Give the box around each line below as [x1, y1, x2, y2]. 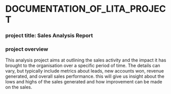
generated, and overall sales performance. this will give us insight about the [5, 73, 165, 79]
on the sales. [5, 84, 32, 90]
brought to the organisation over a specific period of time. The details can [5, 62, 161, 69]
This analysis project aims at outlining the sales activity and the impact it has [5, 57, 166, 64]
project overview [5, 46, 48, 53]
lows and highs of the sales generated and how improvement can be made [5, 79, 162, 85]
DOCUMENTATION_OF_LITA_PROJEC [5, 3, 166, 15]
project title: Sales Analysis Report [5, 32, 93, 39]
